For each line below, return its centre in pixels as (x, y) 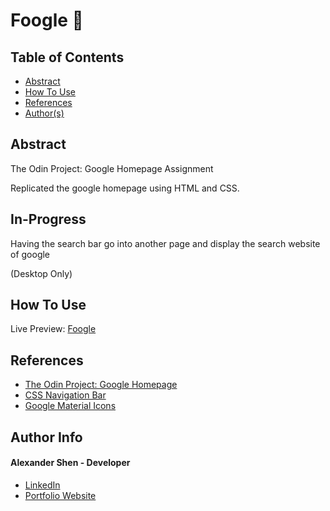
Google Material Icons (70, 406)
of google (30, 254)
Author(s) (44, 113)
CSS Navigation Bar (65, 395)
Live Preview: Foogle (53, 329)
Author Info (46, 437)
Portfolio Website (60, 495)
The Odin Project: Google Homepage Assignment (112, 168)
